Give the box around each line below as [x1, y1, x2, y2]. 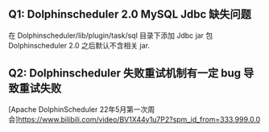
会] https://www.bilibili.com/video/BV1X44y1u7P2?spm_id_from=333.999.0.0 [8, 114, 261, 124]
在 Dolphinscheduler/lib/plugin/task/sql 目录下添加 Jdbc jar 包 [8, 31, 213, 40]
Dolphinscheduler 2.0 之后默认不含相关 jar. [8, 40, 151, 50]
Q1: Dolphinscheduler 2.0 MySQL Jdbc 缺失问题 [8, 7, 252, 22]
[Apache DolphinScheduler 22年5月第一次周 [8, 104, 155, 114]
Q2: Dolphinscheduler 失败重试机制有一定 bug [8, 67, 242, 80]
